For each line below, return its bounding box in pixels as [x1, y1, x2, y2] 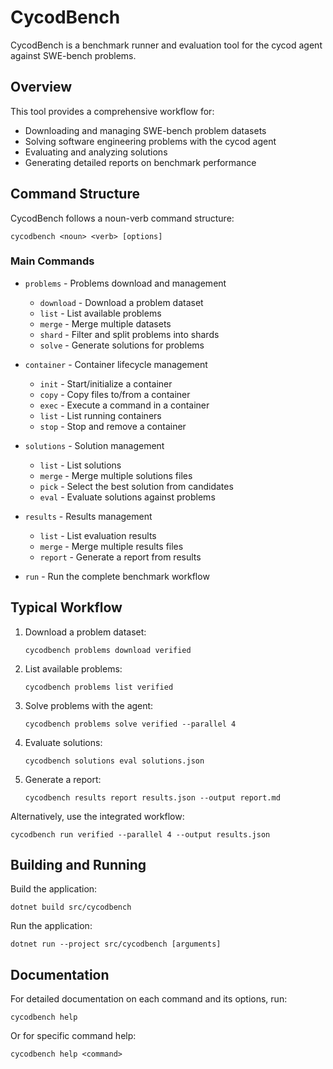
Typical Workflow [10, 599, 123, 616]
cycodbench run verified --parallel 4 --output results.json [10, 829, 271, 840]
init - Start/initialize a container [39, 377, 173, 390]
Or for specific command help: [10, 1030, 137, 1042]
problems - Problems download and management [24, 277, 227, 289]
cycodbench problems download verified [24, 645, 192, 655]
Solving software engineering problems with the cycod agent [24, 135, 277, 147]
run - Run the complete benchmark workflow [24, 570, 210, 582]
